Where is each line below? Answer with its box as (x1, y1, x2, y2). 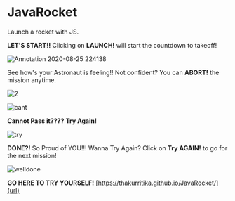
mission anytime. (7, 75, 56, 84)
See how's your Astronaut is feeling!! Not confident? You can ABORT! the (7, 68, 220, 77)
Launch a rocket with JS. (7, 27, 79, 36)
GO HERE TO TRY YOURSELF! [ (7, 179, 98, 187)
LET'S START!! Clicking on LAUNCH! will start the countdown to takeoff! (7, 41, 217, 49)
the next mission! (7, 151, 58, 160)
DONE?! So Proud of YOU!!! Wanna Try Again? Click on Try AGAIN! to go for (7, 143, 228, 152)
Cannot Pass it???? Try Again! (7, 117, 97, 125)
